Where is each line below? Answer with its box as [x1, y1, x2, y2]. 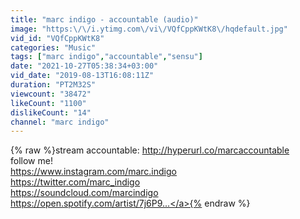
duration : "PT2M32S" [10, 80, 97, 90]
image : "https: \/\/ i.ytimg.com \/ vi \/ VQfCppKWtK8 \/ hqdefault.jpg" [10, 24, 288, 34]
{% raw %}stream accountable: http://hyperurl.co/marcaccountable [10, 144, 290, 156]
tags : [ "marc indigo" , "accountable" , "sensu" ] [10, 52, 203, 62]
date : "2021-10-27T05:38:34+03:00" [10, 61, 159, 71]
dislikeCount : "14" [10, 107, 92, 118]
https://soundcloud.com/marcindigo [10, 187, 159, 199]
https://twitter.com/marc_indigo [10, 176, 141, 188]
